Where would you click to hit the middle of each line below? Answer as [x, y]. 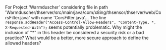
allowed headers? [23, 43]
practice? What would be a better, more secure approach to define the [77, 38]
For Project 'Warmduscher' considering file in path [56, 7]
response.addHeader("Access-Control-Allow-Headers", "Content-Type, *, [81, 22]
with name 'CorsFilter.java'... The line [69, 18]
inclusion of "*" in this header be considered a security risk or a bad [75, 32]
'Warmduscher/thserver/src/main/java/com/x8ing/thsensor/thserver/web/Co [83, 12]
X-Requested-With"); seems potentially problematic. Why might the [74, 27]
